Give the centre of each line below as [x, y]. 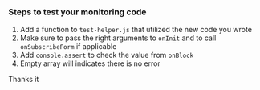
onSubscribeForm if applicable [68, 47]
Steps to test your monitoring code [77, 12]
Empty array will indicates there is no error [90, 63]
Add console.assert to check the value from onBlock [107, 55]
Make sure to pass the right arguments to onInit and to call [118, 38]
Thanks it [24, 80]
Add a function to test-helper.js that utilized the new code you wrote [136, 30]
